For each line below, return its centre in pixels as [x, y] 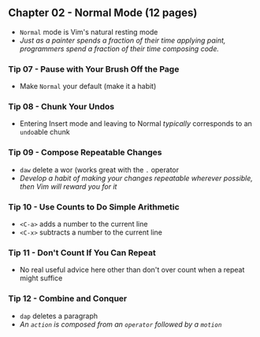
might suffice [41, 278]
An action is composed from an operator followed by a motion [121, 324]
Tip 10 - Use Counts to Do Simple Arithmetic [94, 206]
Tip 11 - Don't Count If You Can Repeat [82, 253]
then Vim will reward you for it [68, 186]
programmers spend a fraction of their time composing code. [119, 48]
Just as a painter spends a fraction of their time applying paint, [123, 40]
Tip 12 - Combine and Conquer [68, 298]
